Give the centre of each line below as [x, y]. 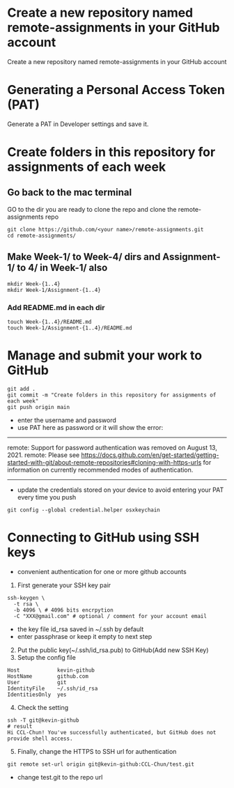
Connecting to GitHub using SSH [103, 538]
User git [37, 682]
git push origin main [39, 407]
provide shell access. [40, 739]
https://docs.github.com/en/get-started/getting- [150, 455]
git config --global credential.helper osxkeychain [84, 510]
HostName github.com [48, 676]
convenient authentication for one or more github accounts [102, 571]
